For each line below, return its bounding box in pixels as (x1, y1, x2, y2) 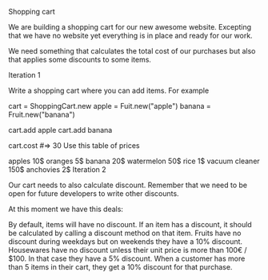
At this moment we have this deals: (8, 204, 124, 214)
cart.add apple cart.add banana (8, 126, 113, 134)
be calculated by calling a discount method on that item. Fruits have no (8, 228, 242, 238)
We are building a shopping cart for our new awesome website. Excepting (8, 22, 252, 31)
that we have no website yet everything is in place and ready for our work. (8, 31, 254, 40)
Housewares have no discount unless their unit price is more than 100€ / (8, 246, 247, 254)
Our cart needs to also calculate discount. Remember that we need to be (8, 180, 248, 190)
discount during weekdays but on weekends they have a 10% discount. (8, 237, 242, 246)
